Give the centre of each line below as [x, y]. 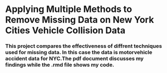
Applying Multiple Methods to [69, 9]
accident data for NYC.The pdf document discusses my [74, 58]
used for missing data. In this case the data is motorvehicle [79, 52]
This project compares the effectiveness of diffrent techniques [84, 46]
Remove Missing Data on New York [80, 20]
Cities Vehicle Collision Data [65, 30]
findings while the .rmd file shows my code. [60, 65]
